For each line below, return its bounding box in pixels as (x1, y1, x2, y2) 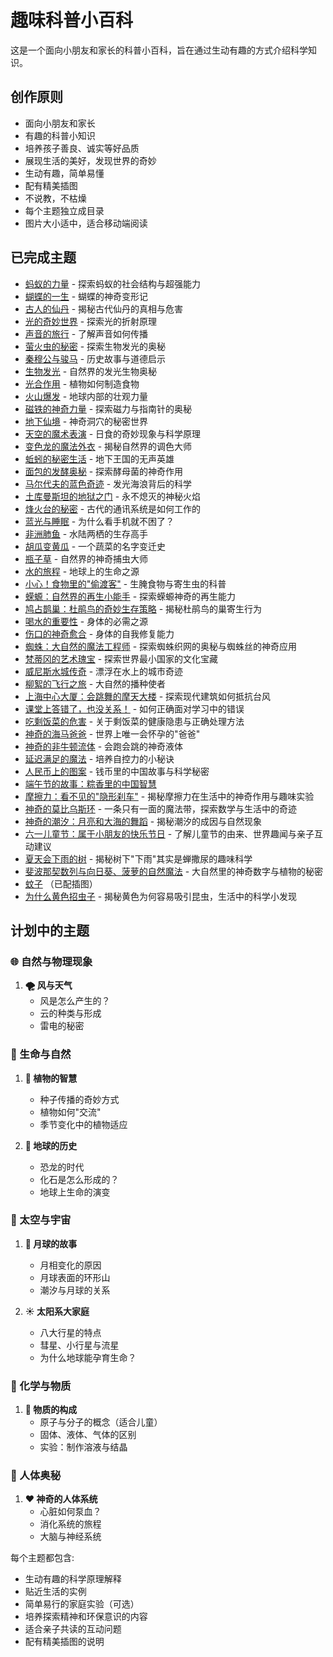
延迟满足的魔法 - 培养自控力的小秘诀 (24, 752, 175, 765)
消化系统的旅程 (39, 1518, 102, 1530)
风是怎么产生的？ (39, 995, 111, 1007)
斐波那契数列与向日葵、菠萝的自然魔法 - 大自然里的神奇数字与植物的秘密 (24, 865, 324, 877)
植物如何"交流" (39, 1106, 102, 1118)
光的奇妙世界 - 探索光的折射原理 (24, 315, 158, 327)
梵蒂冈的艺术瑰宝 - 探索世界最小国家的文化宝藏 (24, 652, 219, 665)
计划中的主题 (10, 922, 90, 939)
